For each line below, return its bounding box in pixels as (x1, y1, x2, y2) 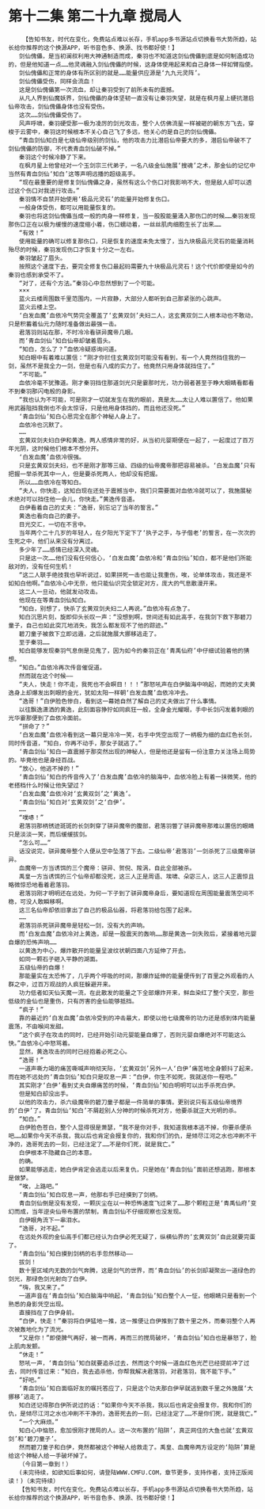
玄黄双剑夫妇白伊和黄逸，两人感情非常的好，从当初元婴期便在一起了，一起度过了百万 (18, 436, 255, 444)
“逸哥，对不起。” (18, 1225, 65, 1233)
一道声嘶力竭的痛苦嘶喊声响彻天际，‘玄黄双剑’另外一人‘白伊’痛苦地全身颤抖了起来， (18, 1065, 257, 1073)
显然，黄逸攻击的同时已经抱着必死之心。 (18, 1047, 131, 1056)
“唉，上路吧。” (18, 1182, 59, 1191)
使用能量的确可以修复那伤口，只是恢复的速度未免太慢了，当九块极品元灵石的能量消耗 (18, 237, 255, 246)
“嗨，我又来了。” (18, 1283, 65, 1291)
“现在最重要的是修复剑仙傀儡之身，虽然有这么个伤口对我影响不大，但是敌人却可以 (18, 178, 247, 186)
